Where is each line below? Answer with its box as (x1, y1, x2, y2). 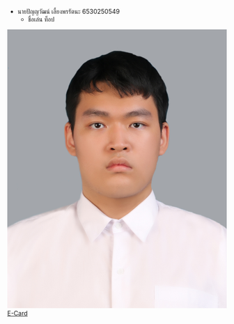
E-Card (7, 309, 28, 318)
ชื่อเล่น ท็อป (27, 15, 54, 23)
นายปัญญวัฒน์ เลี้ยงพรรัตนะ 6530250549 (17, 8, 120, 15)
